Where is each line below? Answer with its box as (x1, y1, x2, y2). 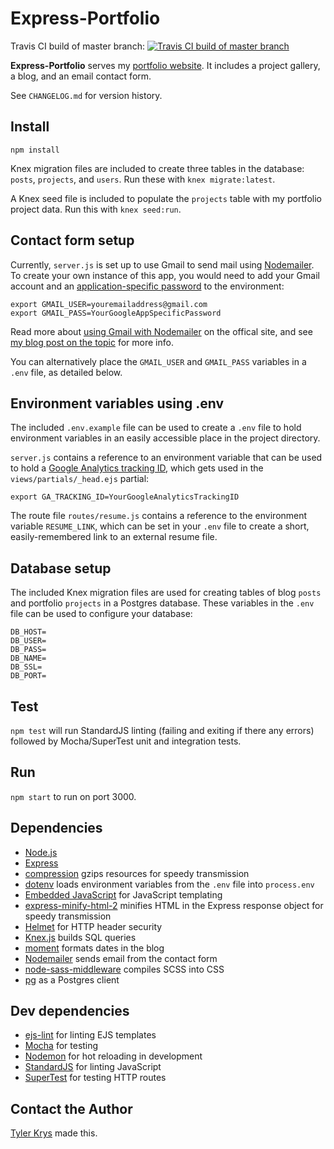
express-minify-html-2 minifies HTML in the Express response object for (24, 899, 324, 911)
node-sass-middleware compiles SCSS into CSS (24, 963, 225, 975)
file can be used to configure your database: (10, 608, 193, 620)
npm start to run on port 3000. (10, 790, 137, 802)
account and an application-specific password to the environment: (10, 280, 285, 292)
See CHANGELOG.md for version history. (10, 89, 163, 101)
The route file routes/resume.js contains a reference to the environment (10, 510, 308, 522)
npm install (10, 145, 60, 155)
